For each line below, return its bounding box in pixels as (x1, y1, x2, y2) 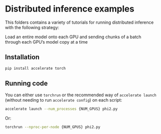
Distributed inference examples (5, 3, 134, 15)
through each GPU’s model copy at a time (5, 39, 88, 45)
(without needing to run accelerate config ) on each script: (5, 97, 122, 103)
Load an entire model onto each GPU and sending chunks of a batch (5, 34, 142, 40)
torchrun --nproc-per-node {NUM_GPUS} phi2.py (5, 125, 101, 130)
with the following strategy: (5, 24, 59, 30)
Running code (5, 79, 48, 88)
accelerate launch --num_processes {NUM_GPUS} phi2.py (5, 106, 118, 112)
